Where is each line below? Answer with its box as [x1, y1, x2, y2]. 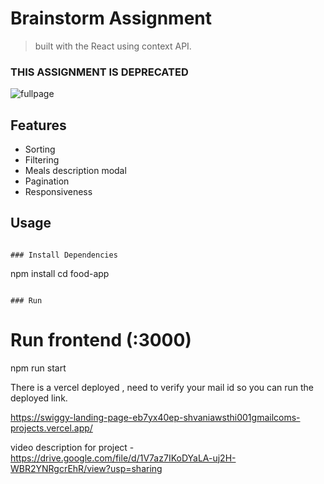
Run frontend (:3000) [10, 329, 192, 352]
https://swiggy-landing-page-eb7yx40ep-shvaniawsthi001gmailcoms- [10, 411, 301, 423]
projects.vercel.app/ [10, 422, 93, 434]
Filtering [24, 154, 60, 166]
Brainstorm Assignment [10, 7, 213, 30]
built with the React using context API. [34, 40, 192, 52]
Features [10, 117, 67, 134]
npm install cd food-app [10, 267, 110, 279]
